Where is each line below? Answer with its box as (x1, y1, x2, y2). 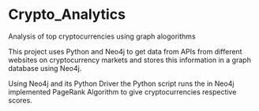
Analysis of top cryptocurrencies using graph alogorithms (8, 31, 196, 41)
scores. (8, 95, 33, 105)
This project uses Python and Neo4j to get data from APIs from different (8, 46, 242, 56)
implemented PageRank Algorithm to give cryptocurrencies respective (8, 87, 237, 96)
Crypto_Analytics (8, 6, 126, 24)
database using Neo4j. (8, 63, 82, 72)
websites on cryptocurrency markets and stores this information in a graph (8, 55, 251, 65)
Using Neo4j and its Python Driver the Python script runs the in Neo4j (8, 79, 235, 88)
